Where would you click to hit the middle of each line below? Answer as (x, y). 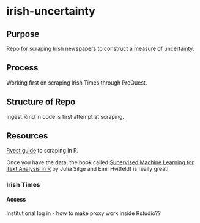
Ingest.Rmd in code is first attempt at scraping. (65, 116)
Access (16, 199)
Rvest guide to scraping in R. (43, 151)
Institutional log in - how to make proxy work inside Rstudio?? (83, 213)
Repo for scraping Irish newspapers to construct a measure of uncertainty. (100, 48)
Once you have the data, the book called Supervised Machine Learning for (100, 162)
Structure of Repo (41, 102)
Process (22, 68)
